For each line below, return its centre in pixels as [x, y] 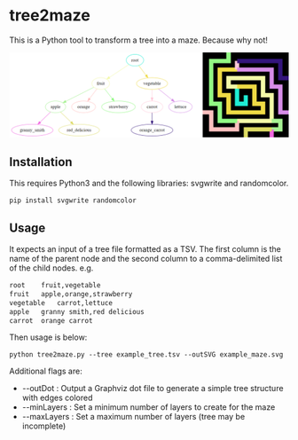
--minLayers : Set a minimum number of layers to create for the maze [149, 407]
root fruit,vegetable [55, 286]
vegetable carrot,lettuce [61, 303]
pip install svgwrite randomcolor [73, 200]
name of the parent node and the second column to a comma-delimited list [146, 259]
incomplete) [44, 426]
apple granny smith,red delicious [77, 312]
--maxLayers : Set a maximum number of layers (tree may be [133, 417]
